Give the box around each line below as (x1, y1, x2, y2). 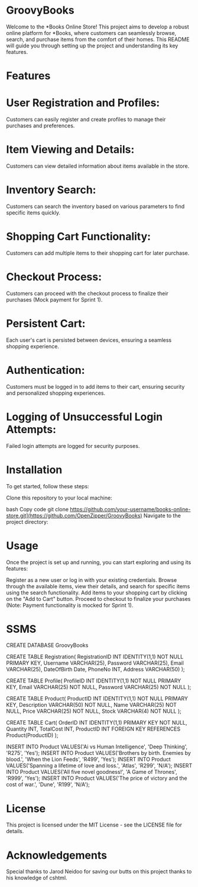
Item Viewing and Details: (6, 143, 135, 156)
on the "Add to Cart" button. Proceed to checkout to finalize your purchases (6, 595, 191, 602)
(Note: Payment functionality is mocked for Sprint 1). (6, 601, 134, 609)
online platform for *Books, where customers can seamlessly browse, (6, 29, 177, 36)
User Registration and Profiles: (6, 96, 160, 110)
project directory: (6, 518, 48, 525)
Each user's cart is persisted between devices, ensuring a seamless (6, 336, 172, 344)
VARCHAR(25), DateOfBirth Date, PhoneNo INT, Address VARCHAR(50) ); (6, 666, 185, 673)
